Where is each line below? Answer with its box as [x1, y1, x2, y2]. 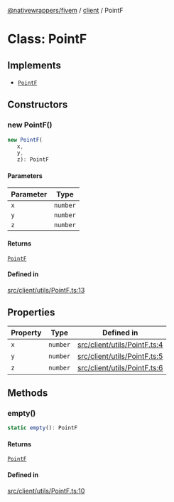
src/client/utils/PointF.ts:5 [77, 351, 163, 361]
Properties [7, 306, 55, 319]
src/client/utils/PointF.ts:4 [77, 340, 163, 350]
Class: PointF [7, 31, 87, 47]
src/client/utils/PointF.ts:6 [77, 362, 163, 372]
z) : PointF [16, 156, 50, 163]
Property [11, 328, 42, 338]
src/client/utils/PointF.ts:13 [7, 286, 85, 294]
